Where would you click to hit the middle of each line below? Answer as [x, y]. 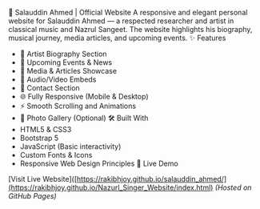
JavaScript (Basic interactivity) [70, 147]
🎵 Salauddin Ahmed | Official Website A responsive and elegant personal [128, 12]
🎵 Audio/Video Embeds [58, 79]
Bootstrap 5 [39, 138]
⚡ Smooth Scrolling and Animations [78, 106]
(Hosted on [233, 187]
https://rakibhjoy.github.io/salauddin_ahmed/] [152, 179]
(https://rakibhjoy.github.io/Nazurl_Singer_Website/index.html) [111, 187]
